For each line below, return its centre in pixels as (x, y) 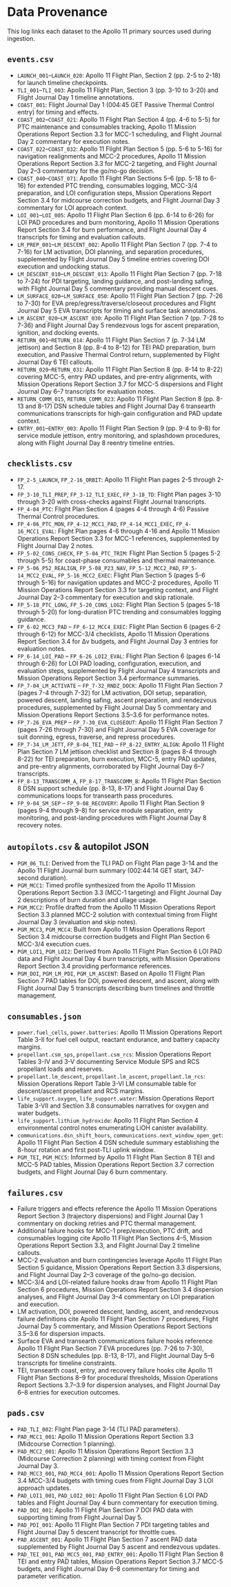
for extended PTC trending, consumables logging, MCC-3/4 (112, 185)
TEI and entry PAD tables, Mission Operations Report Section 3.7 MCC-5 (120, 1561)
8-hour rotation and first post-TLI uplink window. (86, 1150)
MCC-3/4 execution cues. (54, 944)
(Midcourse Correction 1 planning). (67, 1444)
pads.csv (26, 1413)
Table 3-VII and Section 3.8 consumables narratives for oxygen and (113, 1106)
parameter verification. (50, 1576)
